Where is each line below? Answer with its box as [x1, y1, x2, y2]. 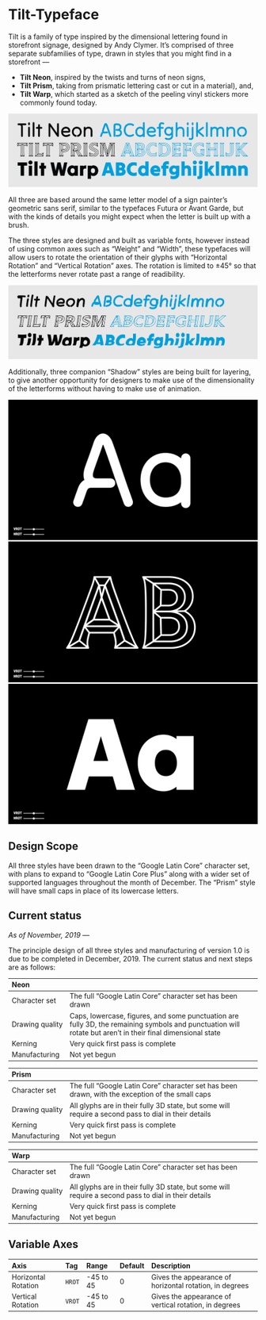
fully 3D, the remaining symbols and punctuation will [69, 1019, 240, 1029]
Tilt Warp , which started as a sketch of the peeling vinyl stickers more [19, 89, 249, 98]
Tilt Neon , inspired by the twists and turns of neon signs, [19, 72, 206, 82]
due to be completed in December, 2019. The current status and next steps [8, 954, 253, 963]
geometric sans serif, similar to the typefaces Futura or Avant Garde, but [8, 204, 244, 213]
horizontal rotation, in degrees [150, 1281, 249, 1291]
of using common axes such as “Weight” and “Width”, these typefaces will [8, 244, 251, 254]
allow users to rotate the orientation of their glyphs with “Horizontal [8, 252, 228, 263]
